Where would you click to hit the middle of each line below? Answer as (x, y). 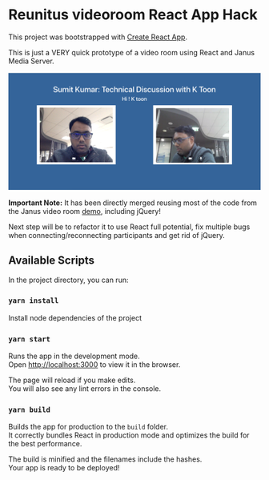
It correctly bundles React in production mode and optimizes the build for (129, 435)
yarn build (29, 410)
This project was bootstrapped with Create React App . (98, 37)
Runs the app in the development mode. (74, 356)
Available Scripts (51, 261)
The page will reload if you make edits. (72, 380)
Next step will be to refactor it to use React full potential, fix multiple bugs (129, 227)
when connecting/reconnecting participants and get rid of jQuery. (117, 235)
